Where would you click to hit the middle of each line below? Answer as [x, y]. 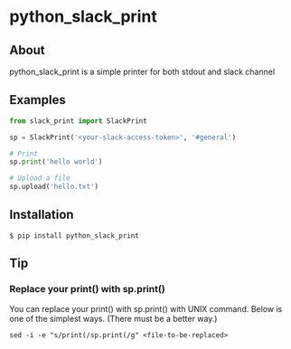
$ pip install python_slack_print [75, 236]
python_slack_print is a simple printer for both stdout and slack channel [142, 71]
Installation [42, 215]
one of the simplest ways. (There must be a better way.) [113, 318]
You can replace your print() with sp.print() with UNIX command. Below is [146, 308]
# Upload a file [40, 178]
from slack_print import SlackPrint [78, 121]
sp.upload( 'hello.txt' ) [54, 187]
